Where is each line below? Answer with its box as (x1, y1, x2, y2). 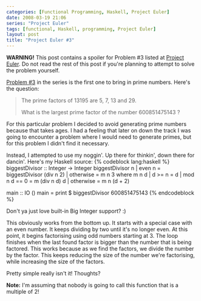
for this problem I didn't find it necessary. (6, 140, 109, 147)
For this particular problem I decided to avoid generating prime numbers (6, 120, 187, 128)
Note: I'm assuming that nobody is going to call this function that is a (6, 282, 179, 289)
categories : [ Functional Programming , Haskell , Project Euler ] (6, 9, 170, 15)
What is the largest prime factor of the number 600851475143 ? (21, 109, 180, 116)
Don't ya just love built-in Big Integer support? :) (6, 207, 126, 215)
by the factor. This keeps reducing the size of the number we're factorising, (6, 252, 196, 258)
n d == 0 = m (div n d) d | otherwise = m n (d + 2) (6, 178, 130, 184)
